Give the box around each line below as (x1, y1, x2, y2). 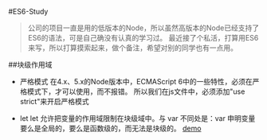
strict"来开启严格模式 (19, 97, 89, 106)
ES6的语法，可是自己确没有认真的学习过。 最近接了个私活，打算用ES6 (27, 33, 259, 42)
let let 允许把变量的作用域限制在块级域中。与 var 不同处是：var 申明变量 (19, 114, 256, 122)
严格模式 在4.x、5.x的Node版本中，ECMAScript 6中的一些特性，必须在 (19, 77, 253, 86)
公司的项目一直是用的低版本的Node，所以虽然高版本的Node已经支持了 (27, 23, 260, 33)
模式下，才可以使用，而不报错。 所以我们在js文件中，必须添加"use (26, 87, 245, 96)
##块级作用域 (8, 60, 53, 69)
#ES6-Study (8, 7, 49, 16)
